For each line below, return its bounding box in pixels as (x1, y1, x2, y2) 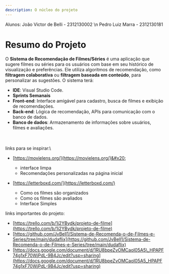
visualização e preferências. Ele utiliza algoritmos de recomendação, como (5, 66, 161, 72)
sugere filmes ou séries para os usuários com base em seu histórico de (5, 61, 154, 67)
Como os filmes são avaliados (20, 195, 83, 201)
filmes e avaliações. (12, 124, 54, 130)
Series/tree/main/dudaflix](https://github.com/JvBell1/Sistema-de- (12, 236, 151, 242)
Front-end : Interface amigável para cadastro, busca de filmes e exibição (12, 98, 163, 104)
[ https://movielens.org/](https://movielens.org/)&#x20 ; (12, 155, 126, 161)
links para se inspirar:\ (5, 145, 51, 151)
